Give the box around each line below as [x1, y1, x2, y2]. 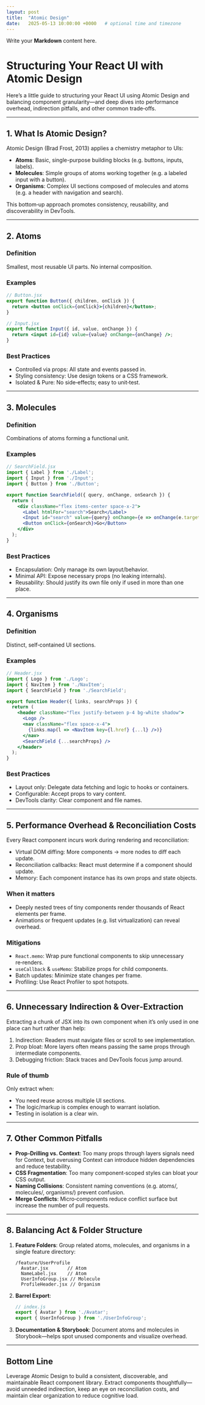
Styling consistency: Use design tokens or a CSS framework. [15, 372, 168, 380]
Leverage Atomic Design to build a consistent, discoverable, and [6, 1373, 168, 1380]
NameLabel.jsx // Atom [21, 1270, 87, 1276]
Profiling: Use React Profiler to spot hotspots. [15, 978, 129, 986]
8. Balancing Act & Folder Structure [6, 1225, 143, 1235]
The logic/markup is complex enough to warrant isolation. [15, 1103, 160, 1111]
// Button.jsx [6, 292, 43, 299]
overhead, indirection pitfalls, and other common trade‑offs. [6, 105, 157, 112]
